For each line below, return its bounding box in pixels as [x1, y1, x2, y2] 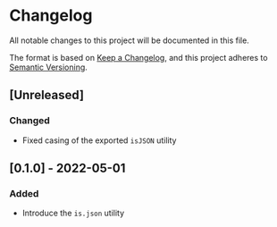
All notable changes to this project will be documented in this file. [9, 35, 250, 46]
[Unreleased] [9, 88, 85, 103]
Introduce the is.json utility [21, 207, 125, 219]
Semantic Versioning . [9, 62, 88, 72]
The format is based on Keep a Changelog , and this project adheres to [9, 52, 268, 63]
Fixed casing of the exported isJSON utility [21, 135, 177, 146]
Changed [9, 114, 51, 127]
